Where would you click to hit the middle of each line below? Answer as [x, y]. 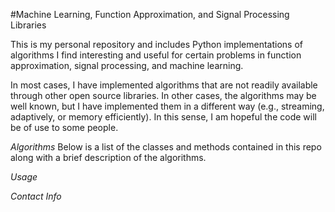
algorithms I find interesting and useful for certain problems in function [156, 55]
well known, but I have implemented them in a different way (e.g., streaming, [167, 106]
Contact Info [36, 196]
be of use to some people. [64, 127]
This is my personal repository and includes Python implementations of [156, 44]
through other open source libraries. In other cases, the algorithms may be [163, 95]
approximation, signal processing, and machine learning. [127, 65]
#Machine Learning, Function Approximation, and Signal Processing [150, 14]
